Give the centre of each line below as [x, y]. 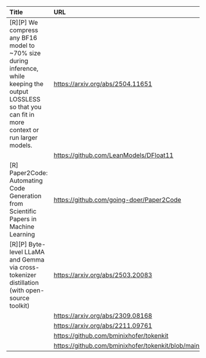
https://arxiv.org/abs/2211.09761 [103, 326]
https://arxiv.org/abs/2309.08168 [103, 316]
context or [24, 130]
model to [22, 45]
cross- [29, 267]
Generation [25, 196]
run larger [24, 138]
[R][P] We [24, 22]
